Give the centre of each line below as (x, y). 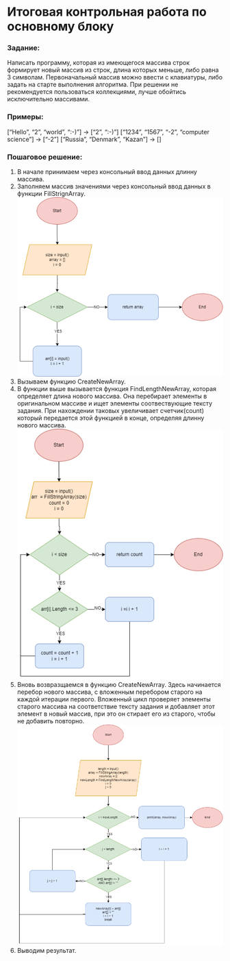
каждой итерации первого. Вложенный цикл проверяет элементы (114, 699)
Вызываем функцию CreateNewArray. (71, 382)
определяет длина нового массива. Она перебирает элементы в (112, 396)
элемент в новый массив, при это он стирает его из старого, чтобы (116, 714)
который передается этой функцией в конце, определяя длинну (111, 418)
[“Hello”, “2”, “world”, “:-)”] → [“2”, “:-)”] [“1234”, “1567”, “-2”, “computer (108, 132)
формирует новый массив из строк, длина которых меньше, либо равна (113, 70)
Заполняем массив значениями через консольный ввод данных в (114, 186)
